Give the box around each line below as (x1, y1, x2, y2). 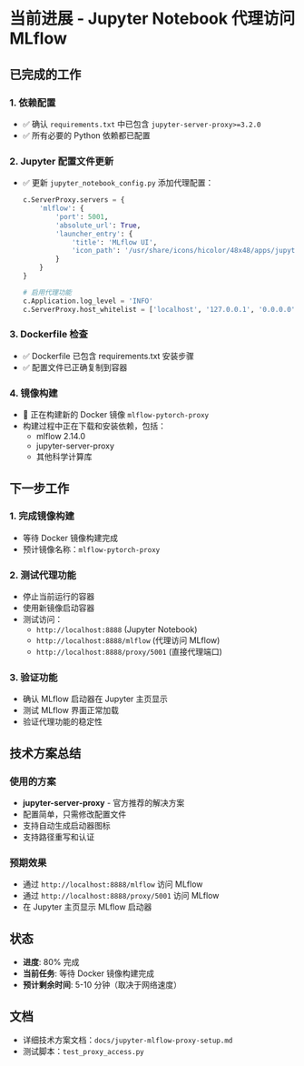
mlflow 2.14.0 (35, 431, 86, 442)
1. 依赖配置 (9, 96, 56, 109)
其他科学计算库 (35, 451, 93, 462)
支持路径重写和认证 (22, 831, 95, 842)
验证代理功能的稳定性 (22, 716, 103, 728)
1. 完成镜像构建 (9, 510, 75, 523)
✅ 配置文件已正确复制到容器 (22, 361, 128, 373)
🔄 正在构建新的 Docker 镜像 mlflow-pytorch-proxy (22, 409, 210, 420)
